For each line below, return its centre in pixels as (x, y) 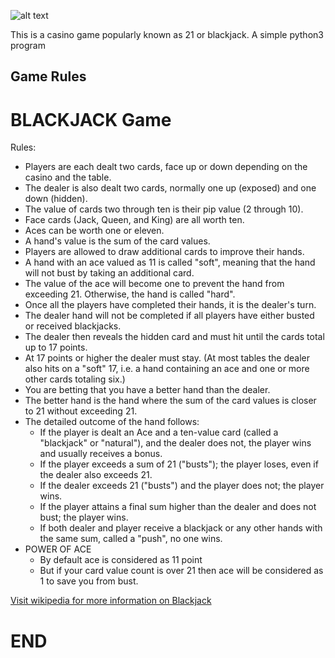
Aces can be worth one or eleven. (94, 231)
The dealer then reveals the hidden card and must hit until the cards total (174, 337)
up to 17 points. (56, 347)
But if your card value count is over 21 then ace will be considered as (181, 571)
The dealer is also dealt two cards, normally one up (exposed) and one (170, 188)
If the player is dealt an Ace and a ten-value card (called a (159, 432)
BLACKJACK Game (91, 119)
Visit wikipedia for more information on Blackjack (111, 601)
